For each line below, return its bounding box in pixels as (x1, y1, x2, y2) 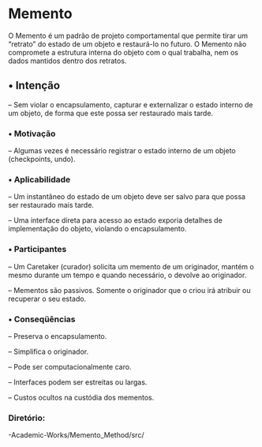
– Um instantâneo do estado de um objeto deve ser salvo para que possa (8, 192, 246, 201)
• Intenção (8, 79, 61, 92)
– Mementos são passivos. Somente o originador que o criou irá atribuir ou (8, 285, 251, 295)
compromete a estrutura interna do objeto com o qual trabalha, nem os (8, 47, 239, 57)
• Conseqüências (8, 314, 77, 325)
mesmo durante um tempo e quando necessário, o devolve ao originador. (8, 270, 247, 280)
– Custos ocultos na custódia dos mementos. (8, 393, 155, 402)
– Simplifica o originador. (8, 347, 89, 356)
